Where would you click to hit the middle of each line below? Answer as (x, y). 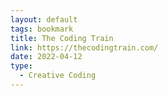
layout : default (44, 19)
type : (21, 66)
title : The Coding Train (62, 38)
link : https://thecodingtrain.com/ (84, 47)
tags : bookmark (42, 29)
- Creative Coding (58, 76)
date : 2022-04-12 (46, 57)
